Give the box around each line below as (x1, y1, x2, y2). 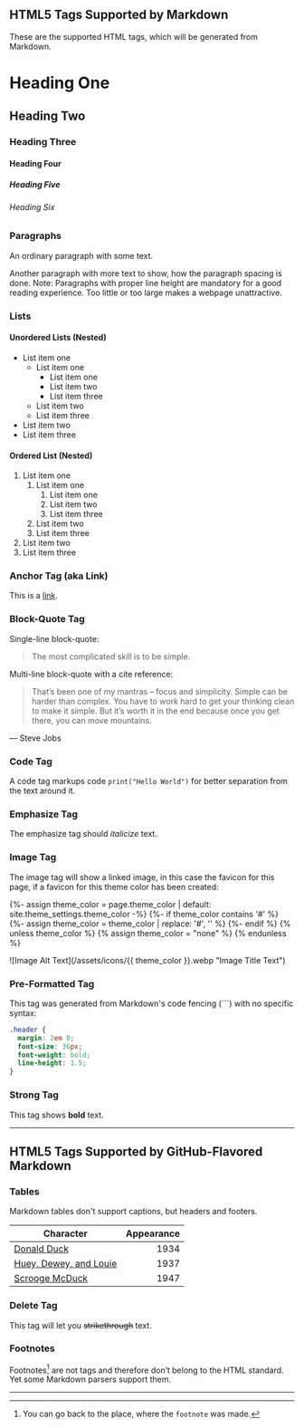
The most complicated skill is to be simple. (31, 651, 191, 662)
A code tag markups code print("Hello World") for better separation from (9, 776, 288, 787)
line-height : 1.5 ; (17, 1059, 88, 1068)
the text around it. (9, 785, 76, 796)
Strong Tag (9, 1088, 59, 1101)
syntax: (9, 1007, 37, 1018)
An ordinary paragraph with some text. (9, 250, 154, 261)
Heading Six (9, 201, 55, 212)
